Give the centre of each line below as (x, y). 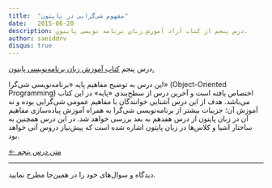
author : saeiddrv (38, 38)
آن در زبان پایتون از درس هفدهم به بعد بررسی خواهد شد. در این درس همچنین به (128, 119)
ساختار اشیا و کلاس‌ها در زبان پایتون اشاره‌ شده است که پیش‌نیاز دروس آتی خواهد (130, 127)
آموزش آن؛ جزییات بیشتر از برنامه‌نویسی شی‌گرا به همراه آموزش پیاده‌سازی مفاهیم (133, 111)
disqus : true (30, 46)
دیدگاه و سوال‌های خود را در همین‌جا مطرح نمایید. (82, 175)
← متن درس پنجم (35, 152)
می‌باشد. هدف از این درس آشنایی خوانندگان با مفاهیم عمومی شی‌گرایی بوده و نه (130, 102)
